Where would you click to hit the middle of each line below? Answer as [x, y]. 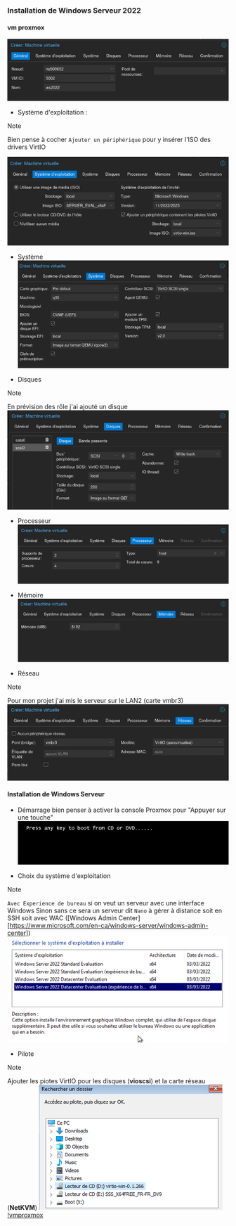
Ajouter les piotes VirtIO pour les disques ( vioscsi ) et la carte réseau [106, 1080]
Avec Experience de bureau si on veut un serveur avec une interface [106, 903]
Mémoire [30, 595]
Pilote [26, 1054]
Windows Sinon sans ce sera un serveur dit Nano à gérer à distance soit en [115, 911]
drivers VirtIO [27, 147]
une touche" [35, 817]
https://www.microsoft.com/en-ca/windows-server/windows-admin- [109, 926]
